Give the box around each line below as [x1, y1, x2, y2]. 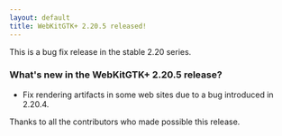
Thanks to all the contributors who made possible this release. [9, 116, 241, 127]
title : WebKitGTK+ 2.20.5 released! [9, 22, 147, 31]
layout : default [9, 13, 70, 23]
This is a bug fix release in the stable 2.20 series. [9, 46, 192, 57]
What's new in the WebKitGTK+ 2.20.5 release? [9, 68, 223, 81]
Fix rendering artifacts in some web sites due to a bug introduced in [22, 89, 274, 100]
